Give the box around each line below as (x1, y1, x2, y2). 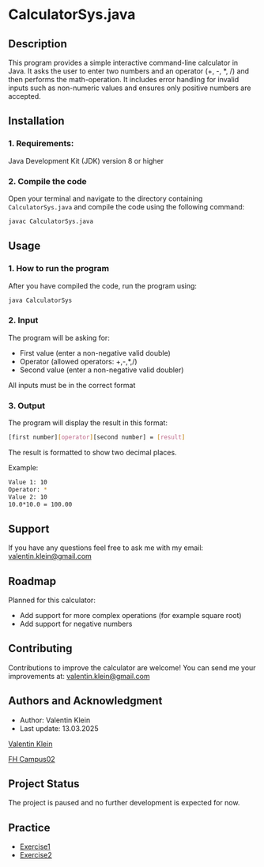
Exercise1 (19, 842, 51, 851)
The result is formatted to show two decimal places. (8, 447, 177, 457)
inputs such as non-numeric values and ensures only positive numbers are (8, 83, 251, 92)
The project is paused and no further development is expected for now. (8, 798, 240, 808)
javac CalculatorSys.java (8, 217, 93, 225)
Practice (8, 820, 51, 835)
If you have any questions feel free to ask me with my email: (8, 543, 204, 552)
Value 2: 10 (8, 492, 47, 501)
